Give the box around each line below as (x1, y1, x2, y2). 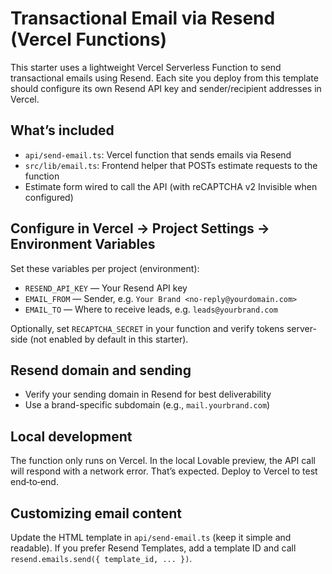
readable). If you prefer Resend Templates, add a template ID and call (10, 542, 297, 554)
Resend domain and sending (10, 362, 192, 379)
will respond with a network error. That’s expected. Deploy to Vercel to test (10, 465, 318, 477)
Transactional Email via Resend (10, 7, 276, 30)
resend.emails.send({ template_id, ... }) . (10, 553, 193, 564)
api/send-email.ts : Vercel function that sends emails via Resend (24, 148, 292, 161)
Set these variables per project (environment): (10, 262, 200, 274)
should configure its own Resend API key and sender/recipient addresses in (10, 82, 322, 94)
